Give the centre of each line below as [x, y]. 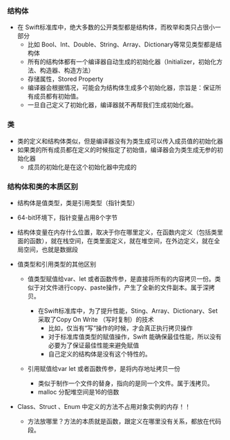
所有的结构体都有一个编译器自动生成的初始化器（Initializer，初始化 [122, 62]
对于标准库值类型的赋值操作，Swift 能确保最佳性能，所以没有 [135, 336]
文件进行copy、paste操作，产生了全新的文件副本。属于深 [127, 287]
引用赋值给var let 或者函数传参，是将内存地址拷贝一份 [104, 368]
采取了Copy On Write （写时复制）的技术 [96, 319]
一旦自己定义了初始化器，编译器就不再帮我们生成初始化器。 [112, 105]
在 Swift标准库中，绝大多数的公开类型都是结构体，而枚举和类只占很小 [116, 27]
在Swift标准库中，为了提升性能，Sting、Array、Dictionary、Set [128, 310]
